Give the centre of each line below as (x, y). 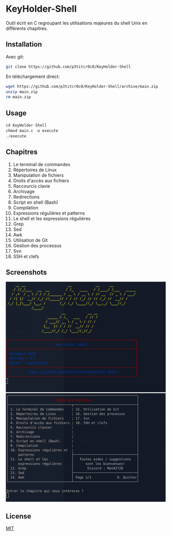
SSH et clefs (26, 256)
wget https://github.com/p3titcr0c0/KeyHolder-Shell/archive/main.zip (82, 86)
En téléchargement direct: (33, 76)
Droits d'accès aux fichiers (41, 180)
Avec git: (15, 57)
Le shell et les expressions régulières (52, 218)
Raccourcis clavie (31, 186)
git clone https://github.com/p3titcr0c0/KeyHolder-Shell (68, 67)
